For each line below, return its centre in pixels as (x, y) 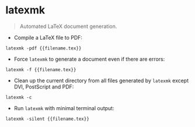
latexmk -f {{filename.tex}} (41, 70)
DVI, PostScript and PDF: (44, 87)
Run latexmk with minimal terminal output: (64, 108)
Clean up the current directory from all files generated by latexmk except (101, 80)
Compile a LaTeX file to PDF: (48, 37)
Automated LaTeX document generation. (68, 26)
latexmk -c (19, 97)
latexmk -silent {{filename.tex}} (48, 119)
